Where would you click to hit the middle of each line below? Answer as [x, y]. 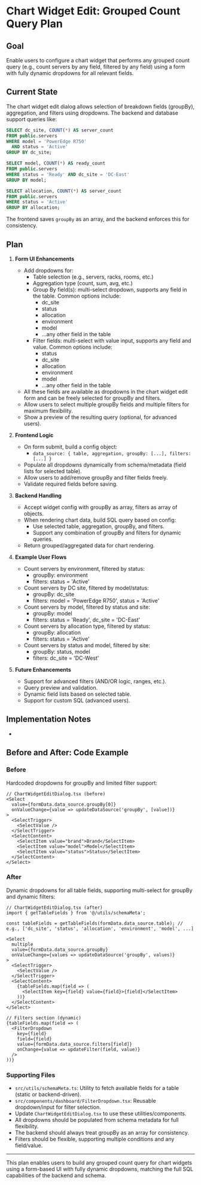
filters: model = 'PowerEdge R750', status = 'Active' [96, 601]
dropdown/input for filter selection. [58, 1107]
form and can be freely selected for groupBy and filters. [92, 398]
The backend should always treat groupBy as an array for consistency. [102, 1133]
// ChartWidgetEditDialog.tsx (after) [54, 908]
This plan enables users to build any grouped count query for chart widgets [99, 1163]
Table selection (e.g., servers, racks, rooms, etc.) [93, 277]
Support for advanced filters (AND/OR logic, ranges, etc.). [95, 681]
